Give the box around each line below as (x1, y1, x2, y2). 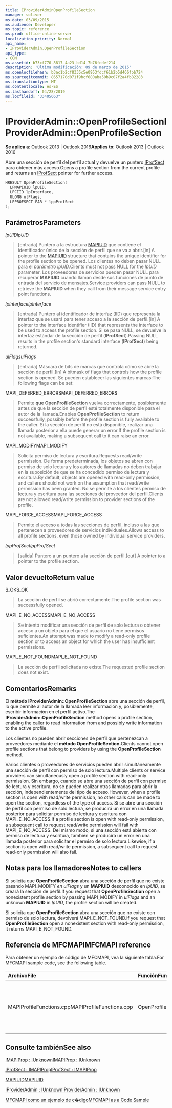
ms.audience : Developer (5, 22, 56, 27)
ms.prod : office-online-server (5, 31, 72, 37)
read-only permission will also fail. (5, 849, 78, 855)
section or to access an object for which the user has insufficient (17, 638, 155, 645)
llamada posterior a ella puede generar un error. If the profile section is (17, 427, 166, 434)
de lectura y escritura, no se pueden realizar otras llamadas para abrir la (5, 783, 158, 790)
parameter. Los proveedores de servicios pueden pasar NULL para (17, 269, 159, 275)
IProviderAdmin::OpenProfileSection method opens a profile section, (5, 714, 154, 720)
